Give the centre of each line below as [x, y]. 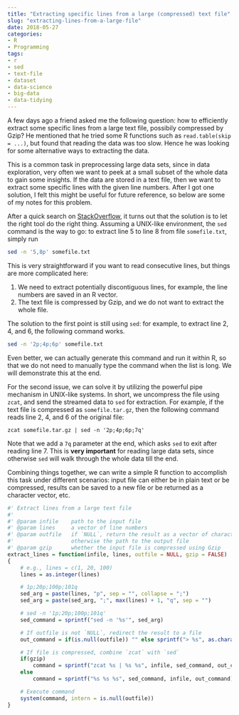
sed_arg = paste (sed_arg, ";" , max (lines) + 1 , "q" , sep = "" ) [116, 601]
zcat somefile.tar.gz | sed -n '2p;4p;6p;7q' [76, 430]
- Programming [28, 47]
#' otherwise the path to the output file [99, 541]
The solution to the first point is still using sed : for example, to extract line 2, [118, 323]
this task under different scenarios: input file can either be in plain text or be [118, 480]
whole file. [33, 309]
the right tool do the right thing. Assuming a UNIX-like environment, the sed [117, 224]
